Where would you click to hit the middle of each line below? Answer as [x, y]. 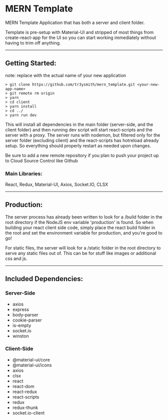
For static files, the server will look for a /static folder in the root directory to [83, 247]
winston [20, 336]
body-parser [25, 314]
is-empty [22, 325]
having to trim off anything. [33, 42]
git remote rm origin [32, 93]
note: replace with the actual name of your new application [66, 75]
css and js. [16, 258]
